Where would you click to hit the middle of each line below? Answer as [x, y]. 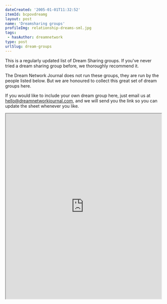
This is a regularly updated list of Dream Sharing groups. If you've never [78, 60]
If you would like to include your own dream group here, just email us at [78, 95]
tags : [11, 33]
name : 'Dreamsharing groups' [35, 23]
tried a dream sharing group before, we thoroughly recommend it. [72, 66]
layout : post [19, 19]
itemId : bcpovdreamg [26, 14]
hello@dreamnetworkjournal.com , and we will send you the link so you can [81, 101]
